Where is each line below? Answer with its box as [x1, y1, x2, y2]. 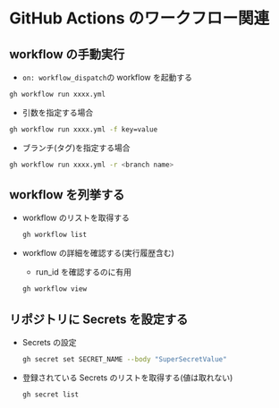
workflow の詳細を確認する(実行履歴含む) [21, 248, 174, 259]
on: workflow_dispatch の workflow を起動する [21, 72, 192, 82]
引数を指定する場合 [21, 106, 94, 117]
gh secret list [21, 390, 80, 399]
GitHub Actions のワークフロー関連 [9, 8, 270, 29]
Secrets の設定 [21, 337, 77, 347]
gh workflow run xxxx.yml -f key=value [9, 124, 158, 134]
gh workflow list [21, 230, 88, 240]
